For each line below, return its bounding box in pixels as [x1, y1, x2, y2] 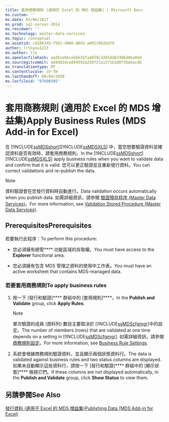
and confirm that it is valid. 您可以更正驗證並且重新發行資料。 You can [5, 162, 150, 168]
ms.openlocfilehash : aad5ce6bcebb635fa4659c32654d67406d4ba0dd [5, 55, 142, 60]
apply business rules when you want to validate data [53, 156, 163, 162]
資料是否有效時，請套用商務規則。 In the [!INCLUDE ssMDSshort [9, 150, 142, 156]
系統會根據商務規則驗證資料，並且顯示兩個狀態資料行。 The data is [12, 351, 152, 357]
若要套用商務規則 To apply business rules [5, 282, 107, 289]
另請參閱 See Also [5, 391, 61, 400]
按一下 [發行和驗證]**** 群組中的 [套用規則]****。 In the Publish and [12, 294, 155, 301]
